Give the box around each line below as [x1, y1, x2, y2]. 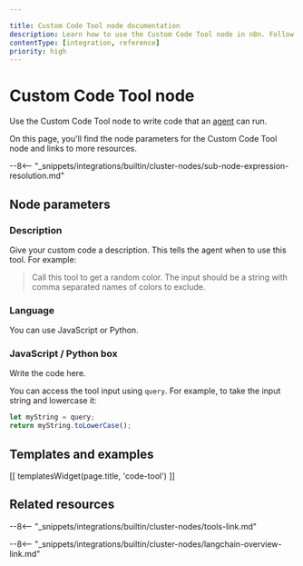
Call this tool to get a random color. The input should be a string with [31, 272, 288, 283]
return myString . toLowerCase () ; [9, 422, 132, 431]
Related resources [9, 497, 115, 512]
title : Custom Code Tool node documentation [9, 21, 181, 30]
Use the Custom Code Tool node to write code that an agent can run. [9, 115, 268, 127]
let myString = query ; [9, 412, 95, 422]
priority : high [9, 46, 67, 55]
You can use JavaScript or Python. [9, 324, 139, 336]
